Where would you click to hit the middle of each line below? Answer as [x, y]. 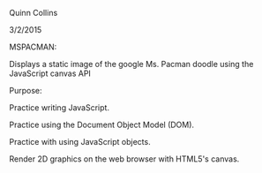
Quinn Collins [34, 13]
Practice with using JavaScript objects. [80, 142]
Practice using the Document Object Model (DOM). [102, 124]
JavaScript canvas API [50, 73]
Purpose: [26, 90]
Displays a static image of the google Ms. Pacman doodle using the [131, 64]
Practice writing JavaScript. [60, 108]
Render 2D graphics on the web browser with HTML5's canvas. [124, 159]
